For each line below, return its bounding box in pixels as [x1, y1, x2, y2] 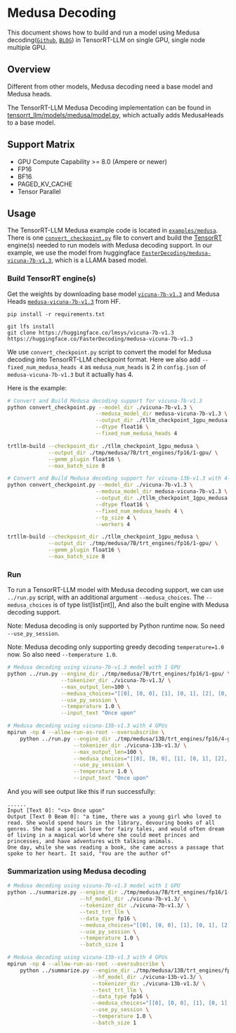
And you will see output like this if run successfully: [7, 788, 156, 796]
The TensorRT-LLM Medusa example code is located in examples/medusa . [7, 226, 218, 235]
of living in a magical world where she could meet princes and [7, 832, 199, 839]
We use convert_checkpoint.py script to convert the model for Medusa [7, 347, 212, 356]
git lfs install [7, 323, 55, 330]
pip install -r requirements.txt [7, 311, 105, 318]
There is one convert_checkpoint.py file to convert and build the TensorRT [7, 233, 223, 242]
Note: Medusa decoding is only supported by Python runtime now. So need [7, 622, 225, 630]
